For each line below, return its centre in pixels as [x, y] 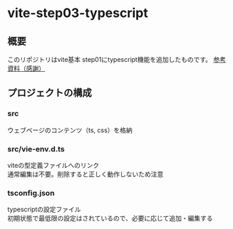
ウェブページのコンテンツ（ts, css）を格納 [70, 130]
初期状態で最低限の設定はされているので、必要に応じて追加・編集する [110, 218]
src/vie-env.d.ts [36, 149]
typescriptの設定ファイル [44, 209]
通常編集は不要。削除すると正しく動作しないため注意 [86, 174]
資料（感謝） [26, 68]
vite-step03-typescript [78, 13]
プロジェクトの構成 [50, 93]
